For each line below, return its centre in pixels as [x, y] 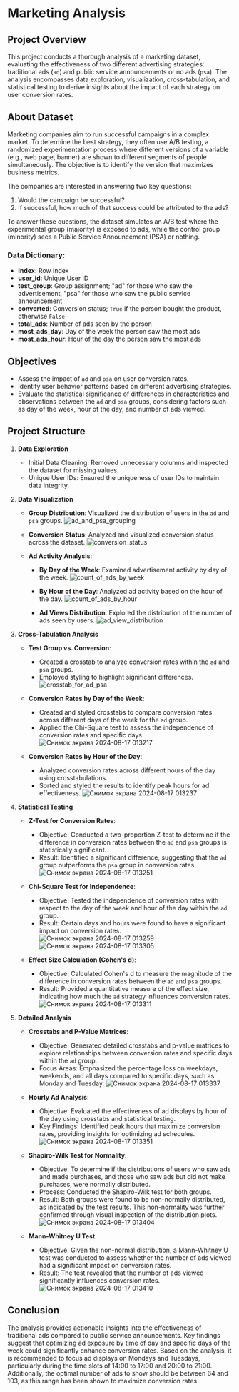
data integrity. [49, 485]
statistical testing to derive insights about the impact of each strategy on [114, 87]
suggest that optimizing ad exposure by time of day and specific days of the [119, 1343]
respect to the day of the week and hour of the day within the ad [133, 908]
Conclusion [34, 1310]
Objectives [32, 361]
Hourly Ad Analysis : [59, 1097]
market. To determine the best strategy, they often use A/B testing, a [108, 141]
